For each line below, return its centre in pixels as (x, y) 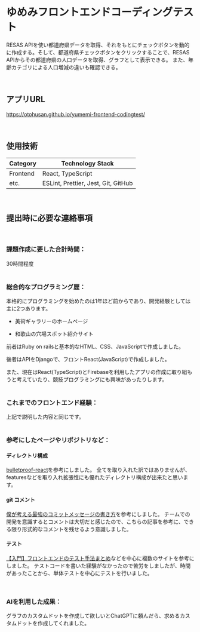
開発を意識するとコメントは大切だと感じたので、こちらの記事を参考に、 (95, 521)
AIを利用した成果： (34, 602)
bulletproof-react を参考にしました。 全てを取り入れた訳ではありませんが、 (98, 470)
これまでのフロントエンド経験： (52, 403)
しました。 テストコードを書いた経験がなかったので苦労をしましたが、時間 (99, 566)
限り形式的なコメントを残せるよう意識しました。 (71, 529)
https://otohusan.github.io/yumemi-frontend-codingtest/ (76, 114)
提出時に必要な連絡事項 (49, 218)
